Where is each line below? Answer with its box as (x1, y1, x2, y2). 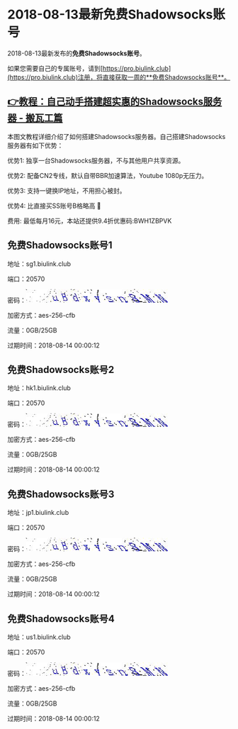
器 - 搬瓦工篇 (7, 112, 63, 124)
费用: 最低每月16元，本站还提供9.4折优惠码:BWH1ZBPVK (7, 216, 172, 225)
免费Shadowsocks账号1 (7, 239, 113, 252)
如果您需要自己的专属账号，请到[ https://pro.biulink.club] (7, 64, 171, 72)
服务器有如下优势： (7, 141, 64, 150)
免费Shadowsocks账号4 (7, 613, 115, 625)
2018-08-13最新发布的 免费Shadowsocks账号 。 (7, 49, 147, 57)
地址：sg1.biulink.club (7, 260, 71, 268)
